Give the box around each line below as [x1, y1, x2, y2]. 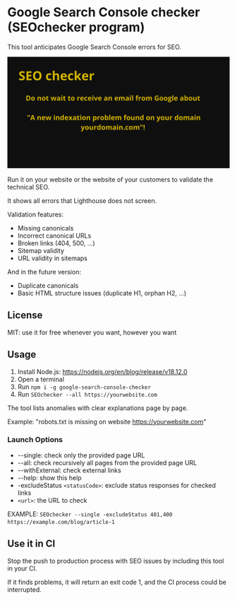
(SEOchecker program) [7, 19, 145, 35]
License [7, 309, 43, 322]
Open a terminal [17, 375, 65, 383]
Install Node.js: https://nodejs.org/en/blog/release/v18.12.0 [17, 367, 188, 375]
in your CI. [7, 564, 37, 573]
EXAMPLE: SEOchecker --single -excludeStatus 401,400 [7, 510, 173, 518]
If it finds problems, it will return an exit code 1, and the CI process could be [7, 578, 227, 586]
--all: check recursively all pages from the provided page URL [17, 458, 197, 467]
